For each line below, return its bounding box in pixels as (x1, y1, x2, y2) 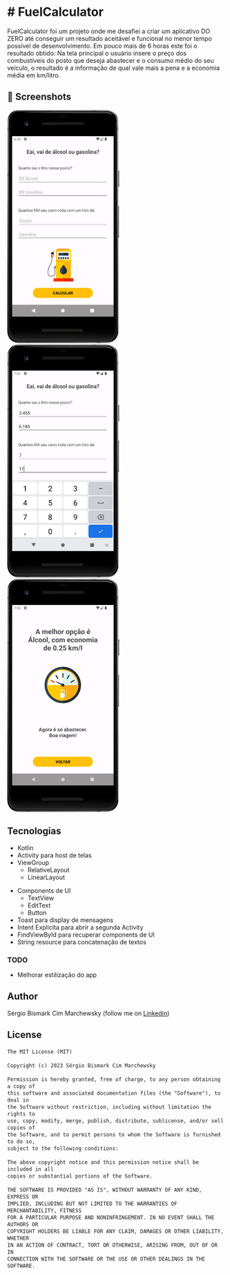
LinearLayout (27, 873, 66, 881)
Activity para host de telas (17, 851, 92, 859)
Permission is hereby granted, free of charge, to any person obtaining (7, 1075, 221, 1083)
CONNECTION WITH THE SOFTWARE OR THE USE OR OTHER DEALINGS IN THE (7, 1255, 206, 1263)
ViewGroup (17, 858, 50, 867)
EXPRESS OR (7, 1193, 39, 1200)
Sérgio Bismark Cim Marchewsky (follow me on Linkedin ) (7, 1009, 170, 1017)
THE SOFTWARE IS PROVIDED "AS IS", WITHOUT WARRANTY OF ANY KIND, (7, 1186, 202, 1193)
